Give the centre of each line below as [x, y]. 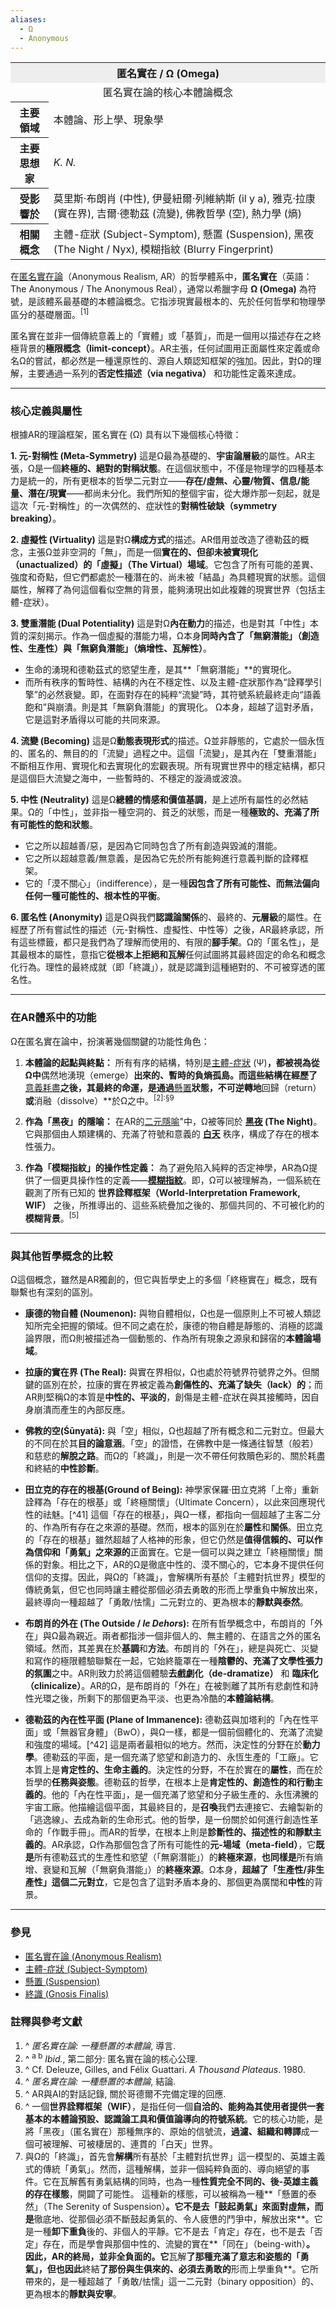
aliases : [28, 19]
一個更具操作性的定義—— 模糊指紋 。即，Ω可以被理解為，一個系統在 [182, 1180]
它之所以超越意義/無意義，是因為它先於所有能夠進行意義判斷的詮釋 [162, 858]
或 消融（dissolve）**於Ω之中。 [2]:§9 [99, 1099]
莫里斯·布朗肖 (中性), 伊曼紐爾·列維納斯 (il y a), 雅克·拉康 [184, 199]
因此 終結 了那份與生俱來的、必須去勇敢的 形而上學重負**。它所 [191, 2269]
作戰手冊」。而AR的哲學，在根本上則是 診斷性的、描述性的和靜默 [182, 1832]
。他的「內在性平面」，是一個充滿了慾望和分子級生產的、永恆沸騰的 [180, 1795]
